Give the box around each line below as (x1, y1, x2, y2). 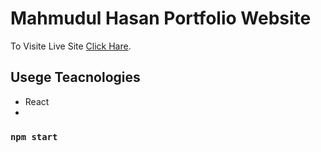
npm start (10, 131, 58, 142)
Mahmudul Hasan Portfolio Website (10, 7, 312, 30)
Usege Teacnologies (10, 69, 141, 86)
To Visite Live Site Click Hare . (10, 40, 132, 52)
